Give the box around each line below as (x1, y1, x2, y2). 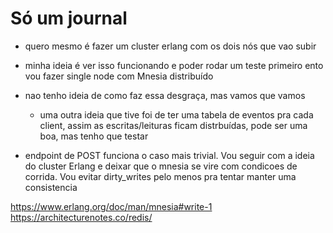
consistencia (24, 181, 78, 193)
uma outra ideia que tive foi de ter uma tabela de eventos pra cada (39, 108, 314, 121)
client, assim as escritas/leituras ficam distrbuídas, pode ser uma (39, 119, 308, 131)
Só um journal (10, 7, 128, 30)
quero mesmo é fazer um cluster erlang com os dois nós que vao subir (24, 40, 317, 52)
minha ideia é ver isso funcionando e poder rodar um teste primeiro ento (24, 59, 324, 71)
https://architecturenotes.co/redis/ (10, 211, 153, 223)
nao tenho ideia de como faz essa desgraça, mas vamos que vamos (24, 89, 306, 101)
